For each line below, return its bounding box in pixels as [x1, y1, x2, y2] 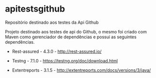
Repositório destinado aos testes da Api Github [5, 19, 99, 25]
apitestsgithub [5, 3, 65, 15]
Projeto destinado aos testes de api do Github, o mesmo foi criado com [5, 29, 147, 34]
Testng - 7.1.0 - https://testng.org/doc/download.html [12, 58, 118, 63]
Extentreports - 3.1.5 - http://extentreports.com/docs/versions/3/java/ [12, 67, 151, 73]
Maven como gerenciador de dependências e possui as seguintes [5, 34, 137, 40]
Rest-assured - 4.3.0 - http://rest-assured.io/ [12, 48, 102, 54]
